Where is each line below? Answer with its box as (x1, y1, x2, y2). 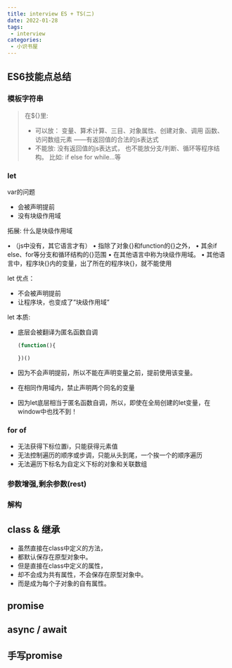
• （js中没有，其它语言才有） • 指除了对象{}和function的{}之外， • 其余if (7, 241, 217, 250)
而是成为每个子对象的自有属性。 (17, 579, 110, 588)
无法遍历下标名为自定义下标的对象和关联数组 (17, 460, 148, 468)
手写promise (7, 650, 63, 662)
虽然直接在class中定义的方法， (17, 544, 107, 552)
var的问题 (7, 188, 35, 196)
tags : (7, 23, 23, 30)
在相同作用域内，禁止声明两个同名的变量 (17, 383, 135, 391)
